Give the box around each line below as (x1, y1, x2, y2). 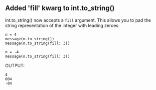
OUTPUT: (5, 62, 25, 69)
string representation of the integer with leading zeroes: (5, 22, 120, 28)
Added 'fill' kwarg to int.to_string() (5, 4, 115, 12)
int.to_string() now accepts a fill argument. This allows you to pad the (5, 17, 151, 23)
